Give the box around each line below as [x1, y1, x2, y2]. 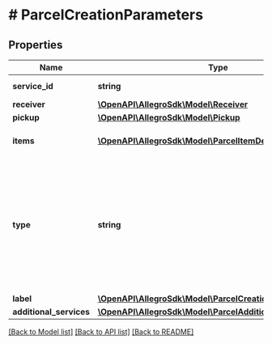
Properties [8, 38, 63, 52]
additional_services [12, 306, 91, 317]
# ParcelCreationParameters [8, 6, 204, 24]
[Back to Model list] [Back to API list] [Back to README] [8, 327, 194, 337]
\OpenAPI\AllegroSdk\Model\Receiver [97, 99, 249, 110]
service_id [12, 81, 54, 91]
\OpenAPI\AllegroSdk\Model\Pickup [97, 112, 240, 123]
